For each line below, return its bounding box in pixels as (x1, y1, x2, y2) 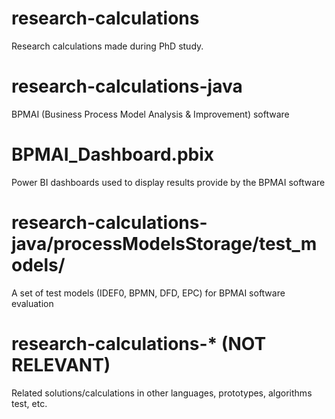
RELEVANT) (11, 353, 111, 376)
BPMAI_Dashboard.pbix (11, 143, 215, 166)
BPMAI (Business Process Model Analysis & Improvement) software (11, 108, 290, 120)
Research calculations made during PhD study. (11, 40, 204, 52)
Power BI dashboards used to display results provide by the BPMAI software (11, 176, 326, 188)
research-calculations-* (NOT (11, 332, 267, 355)
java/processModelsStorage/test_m (11, 233, 318, 255)
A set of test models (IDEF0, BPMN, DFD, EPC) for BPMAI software (11, 287, 286, 299)
